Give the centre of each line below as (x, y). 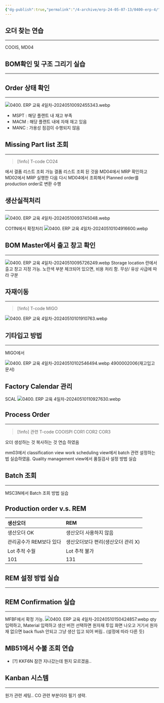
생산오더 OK (21, 533)
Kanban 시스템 (27, 678)
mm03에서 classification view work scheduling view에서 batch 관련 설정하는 (80, 452)
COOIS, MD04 (19, 48)
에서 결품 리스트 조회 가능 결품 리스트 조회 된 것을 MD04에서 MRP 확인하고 (76, 171)
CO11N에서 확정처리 (24, 228)
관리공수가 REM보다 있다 (34, 542)
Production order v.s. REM (46, 508)
